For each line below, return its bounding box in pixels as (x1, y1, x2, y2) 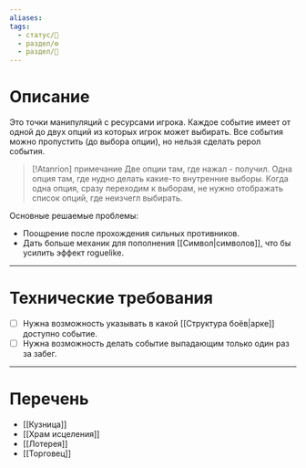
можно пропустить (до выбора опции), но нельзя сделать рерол (9, 136, 261, 147)
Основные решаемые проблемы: (9, 211, 139, 222)
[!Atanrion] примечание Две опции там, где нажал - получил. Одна (31, 163, 293, 174)
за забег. (22, 348, 57, 359)
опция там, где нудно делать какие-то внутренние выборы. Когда (31, 173, 289, 184)
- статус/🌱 (17, 30, 59, 39)
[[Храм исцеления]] (22, 429, 100, 440)
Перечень (9, 389, 89, 410)
